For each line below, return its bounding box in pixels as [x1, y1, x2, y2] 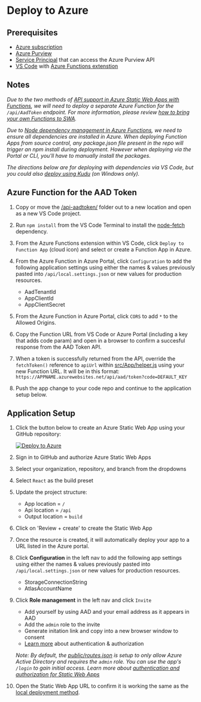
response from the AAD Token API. [15, 343, 102, 350]
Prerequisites [7, 28, 58, 38]
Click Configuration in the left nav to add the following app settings [15, 554, 182, 562]
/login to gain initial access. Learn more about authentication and [15, 664, 180, 672]
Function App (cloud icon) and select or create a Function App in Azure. [15, 245, 192, 253]
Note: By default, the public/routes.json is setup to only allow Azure [15, 652, 182, 659]
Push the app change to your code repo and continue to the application [15, 385, 192, 392]
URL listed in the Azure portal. [15, 542, 90, 550]
